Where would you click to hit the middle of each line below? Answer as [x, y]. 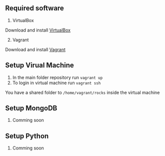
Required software [34, 8]
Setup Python [27, 136]
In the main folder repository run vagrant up [57, 77]
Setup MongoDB [31, 108]
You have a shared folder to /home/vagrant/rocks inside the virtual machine [82, 92]
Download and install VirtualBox [38, 30]
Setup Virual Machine [39, 65]
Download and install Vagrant [35, 49]
